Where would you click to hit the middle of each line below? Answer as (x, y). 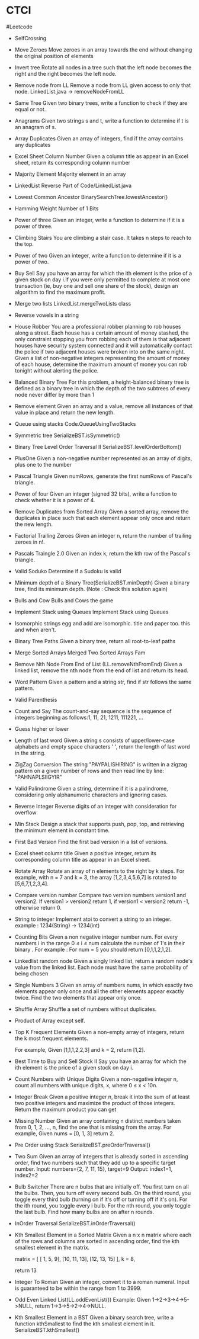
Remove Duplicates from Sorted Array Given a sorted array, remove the (102, 511)
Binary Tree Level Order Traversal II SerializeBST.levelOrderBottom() (98, 447)
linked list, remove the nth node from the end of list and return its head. (101, 670)
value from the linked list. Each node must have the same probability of (101, 967)
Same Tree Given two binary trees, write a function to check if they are (101, 103)
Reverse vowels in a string (46, 315)
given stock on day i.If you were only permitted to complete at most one (102, 280)
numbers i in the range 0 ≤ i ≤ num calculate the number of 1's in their (100, 943)
